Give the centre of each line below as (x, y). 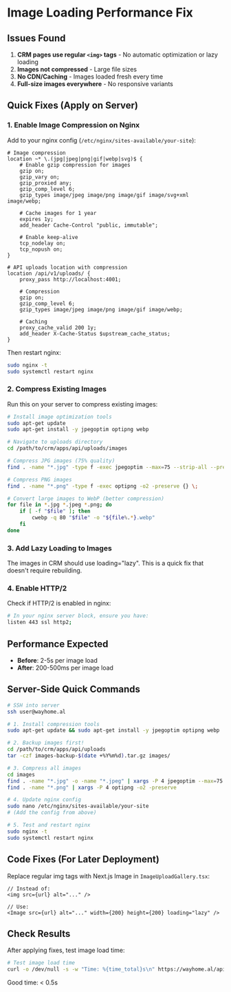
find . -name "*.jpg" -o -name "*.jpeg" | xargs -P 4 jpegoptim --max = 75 (115, 781)
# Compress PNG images (40, 479)
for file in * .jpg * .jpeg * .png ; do (59, 505)
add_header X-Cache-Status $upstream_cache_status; (95, 333)
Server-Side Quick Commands (74, 689)
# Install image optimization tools (59, 417)
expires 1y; (36, 219)
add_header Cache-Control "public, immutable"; (89, 225)
